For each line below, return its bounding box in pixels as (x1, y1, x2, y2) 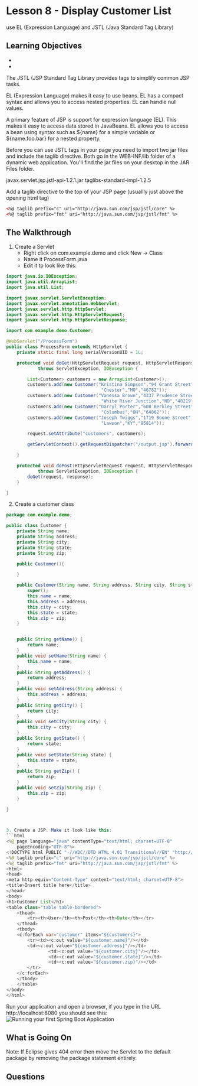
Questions (6, 1071, 45, 1082)
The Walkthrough (6, 227, 72, 238)
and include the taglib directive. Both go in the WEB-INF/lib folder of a (6, 152, 176, 160)
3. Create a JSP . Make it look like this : (6, 827, 112, 834)
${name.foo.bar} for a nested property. (6, 135, 101, 142)
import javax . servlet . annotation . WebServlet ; (6, 300, 120, 307)
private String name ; (16, 528, 70, 534)
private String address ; (16, 534, 78, 540)
